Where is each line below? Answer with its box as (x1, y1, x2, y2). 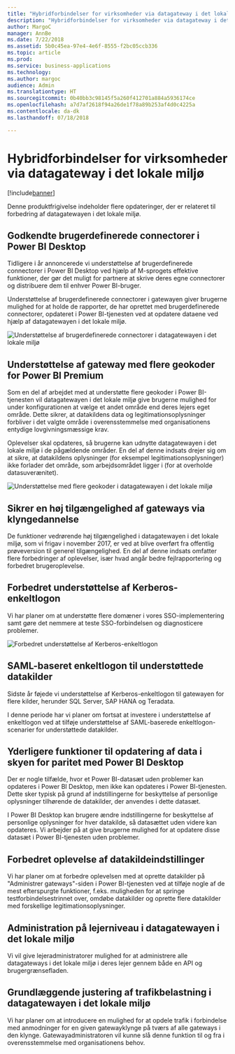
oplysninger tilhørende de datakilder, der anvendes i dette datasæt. (7, 797, 201, 806)
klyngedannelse (7, 513, 79, 525)
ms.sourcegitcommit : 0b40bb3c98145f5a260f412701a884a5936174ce (7, 95, 196, 102)
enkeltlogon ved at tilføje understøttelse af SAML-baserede (7, 718, 178, 726)
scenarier (7, 725, 35, 734)
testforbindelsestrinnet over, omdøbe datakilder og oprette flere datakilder (7, 895, 222, 903)
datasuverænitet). (7, 469, 59, 477)
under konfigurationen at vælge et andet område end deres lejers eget (7, 403, 211, 411)
